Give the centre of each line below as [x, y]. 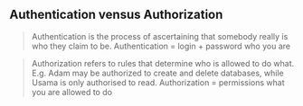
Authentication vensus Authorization [116, 15]
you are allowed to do [72, 92]
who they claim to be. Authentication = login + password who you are [161, 46]
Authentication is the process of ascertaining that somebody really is [160, 36]
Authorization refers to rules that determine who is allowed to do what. [163, 63]
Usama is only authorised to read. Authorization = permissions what [158, 82]
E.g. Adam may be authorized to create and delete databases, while [157, 73]
